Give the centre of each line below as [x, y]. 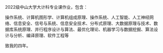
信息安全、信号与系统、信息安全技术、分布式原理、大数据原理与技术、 [83, 23]
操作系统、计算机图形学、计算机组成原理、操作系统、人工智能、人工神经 [77, 17]
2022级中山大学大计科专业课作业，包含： [47, 7]
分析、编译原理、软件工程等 [41, 35]
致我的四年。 [18, 46]
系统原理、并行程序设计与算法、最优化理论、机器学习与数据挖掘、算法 [83, 29]
